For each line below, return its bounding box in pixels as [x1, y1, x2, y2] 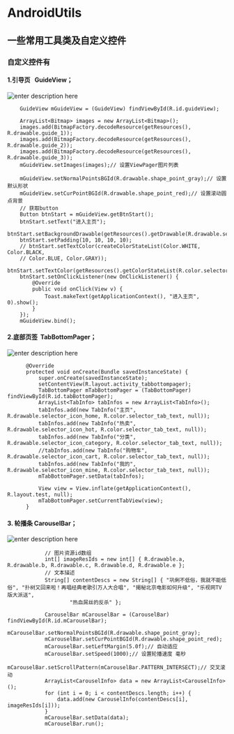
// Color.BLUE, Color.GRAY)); [19, 255, 108, 262]
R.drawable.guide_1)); [7, 129, 73, 137]
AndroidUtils [7, 5, 82, 21]
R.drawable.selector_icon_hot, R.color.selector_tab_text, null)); [7, 426, 208, 433]
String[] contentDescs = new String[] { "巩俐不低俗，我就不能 [44, 577, 221, 584]
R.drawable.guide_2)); [7, 142, 73, 149]
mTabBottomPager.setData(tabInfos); [38, 473, 145, 480]
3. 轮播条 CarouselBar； [7, 519, 77, 527]
